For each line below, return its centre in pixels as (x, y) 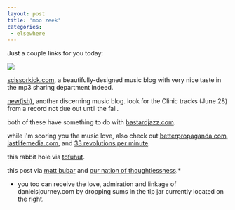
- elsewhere (28, 33)
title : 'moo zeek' (34, 20)
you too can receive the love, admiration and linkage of (97, 184)
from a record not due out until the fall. (63, 109)
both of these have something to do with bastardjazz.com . (92, 122)
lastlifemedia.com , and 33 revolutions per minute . (79, 143)
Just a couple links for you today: (55, 53)
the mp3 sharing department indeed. (60, 88)
